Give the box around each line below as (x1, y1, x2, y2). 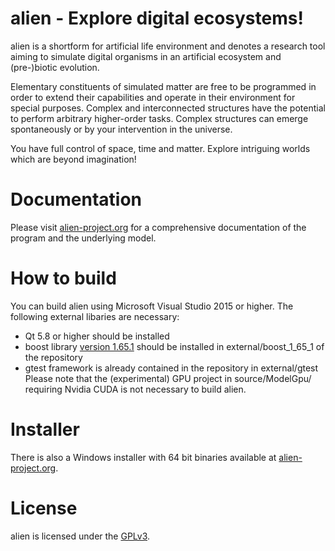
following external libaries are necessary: (10, 310, 180, 322)
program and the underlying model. (10, 232, 157, 244)
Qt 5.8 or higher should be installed (24, 330, 170, 342)
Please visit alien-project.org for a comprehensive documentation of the (10, 221, 307, 233)
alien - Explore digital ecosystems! (10, 7, 304, 30)
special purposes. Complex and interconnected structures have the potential (10, 102, 326, 114)
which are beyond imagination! (10, 153, 137, 165)
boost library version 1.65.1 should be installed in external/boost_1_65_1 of (24, 340, 325, 352)
